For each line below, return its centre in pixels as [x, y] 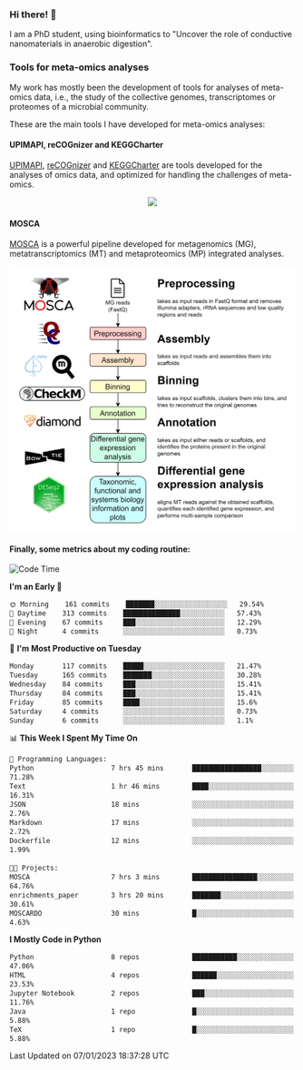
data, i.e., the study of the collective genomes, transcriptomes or [155, 97]
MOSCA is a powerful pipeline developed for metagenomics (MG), [133, 244]
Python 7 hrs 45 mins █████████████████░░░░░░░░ [152, 769]
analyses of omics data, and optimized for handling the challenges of [138, 174]
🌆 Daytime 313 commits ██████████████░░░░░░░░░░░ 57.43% [135, 614]
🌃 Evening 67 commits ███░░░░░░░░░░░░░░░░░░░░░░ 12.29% [135, 623]
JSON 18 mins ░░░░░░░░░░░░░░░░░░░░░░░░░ [152, 805]
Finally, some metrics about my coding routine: [100, 549]
